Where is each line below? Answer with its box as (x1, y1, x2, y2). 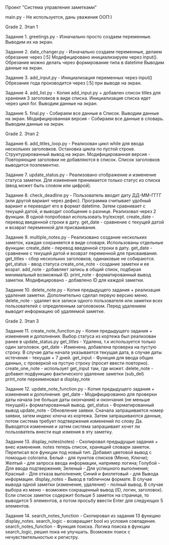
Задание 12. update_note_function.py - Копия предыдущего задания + (5, 386, 155, 392)
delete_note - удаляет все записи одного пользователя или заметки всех (5, 298, 163, 303)
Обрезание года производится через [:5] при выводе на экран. (5, 80, 142, 86)
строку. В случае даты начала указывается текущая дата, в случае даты (5, 349, 162, 355)
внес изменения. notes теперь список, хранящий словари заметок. (5, 444, 151, 450)
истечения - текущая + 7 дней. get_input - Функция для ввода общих (5, 355, 154, 360)
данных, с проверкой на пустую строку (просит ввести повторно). (5, 360, 149, 366)
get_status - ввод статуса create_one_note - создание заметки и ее (5, 261, 150, 267)
